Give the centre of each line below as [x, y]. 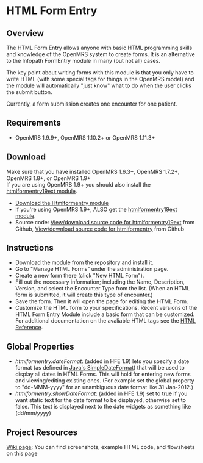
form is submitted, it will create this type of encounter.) [84, 295]
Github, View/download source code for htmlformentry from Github [100, 229]
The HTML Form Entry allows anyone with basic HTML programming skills [99, 48]
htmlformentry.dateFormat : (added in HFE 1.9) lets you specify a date [102, 361]
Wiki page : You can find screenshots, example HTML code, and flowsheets [101, 447]
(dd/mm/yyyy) [33, 413]
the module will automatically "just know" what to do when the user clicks [99, 85]
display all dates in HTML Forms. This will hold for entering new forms [103, 374]
